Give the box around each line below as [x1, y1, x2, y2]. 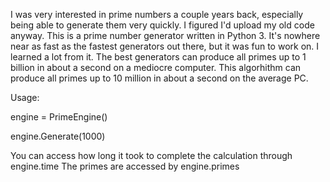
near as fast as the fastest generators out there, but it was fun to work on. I [10, 40, 320, 52]
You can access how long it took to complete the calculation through [10, 150, 293, 161]
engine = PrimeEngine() [10, 111, 108, 123]
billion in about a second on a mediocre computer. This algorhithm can [10, 62, 302, 73]
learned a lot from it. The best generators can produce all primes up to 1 [10, 51, 307, 63]
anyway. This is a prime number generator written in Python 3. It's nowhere [10, 30, 321, 41]
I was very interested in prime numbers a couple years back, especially [10, 9, 304, 20]
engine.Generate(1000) [10, 130, 106, 142]
